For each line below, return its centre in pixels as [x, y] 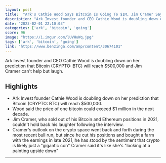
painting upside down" [35, 151]
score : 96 [15, 33]
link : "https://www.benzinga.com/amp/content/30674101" [64, 46]
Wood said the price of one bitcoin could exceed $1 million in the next [83, 109]
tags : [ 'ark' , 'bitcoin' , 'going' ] [42, 42]
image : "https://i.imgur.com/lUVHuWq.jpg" [49, 38]
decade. [21, 114]
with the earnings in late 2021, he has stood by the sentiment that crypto [86, 140]
